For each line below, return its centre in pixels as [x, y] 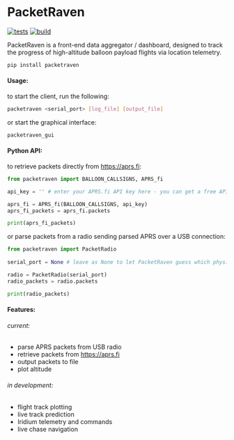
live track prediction [46, 414]
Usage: [18, 81]
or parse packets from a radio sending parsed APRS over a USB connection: [117, 237]
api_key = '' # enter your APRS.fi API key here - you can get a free [112, 191]
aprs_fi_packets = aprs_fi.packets [59, 211]
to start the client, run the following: [58, 96]
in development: [30, 385]
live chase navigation [48, 429]
